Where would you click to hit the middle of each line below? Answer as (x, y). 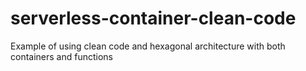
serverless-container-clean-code (153, 18)
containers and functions (61, 56)
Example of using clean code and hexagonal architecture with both (148, 46)
